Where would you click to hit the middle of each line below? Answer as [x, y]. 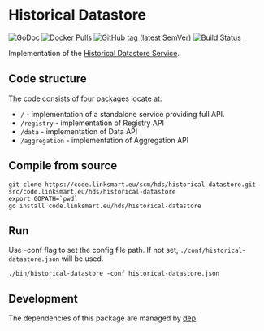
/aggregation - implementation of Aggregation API [104, 140]
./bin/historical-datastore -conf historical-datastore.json [114, 274]
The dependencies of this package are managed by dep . [103, 318]
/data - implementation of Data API [79, 131]
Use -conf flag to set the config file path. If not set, [93, 250]
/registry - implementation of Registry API [92, 123]
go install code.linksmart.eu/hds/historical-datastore [105, 206]
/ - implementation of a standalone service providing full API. [122, 114]
